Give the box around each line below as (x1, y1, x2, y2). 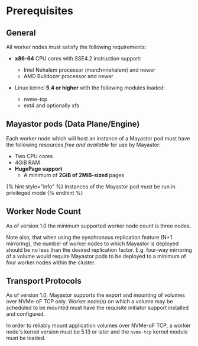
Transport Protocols (6, 276, 82, 286)
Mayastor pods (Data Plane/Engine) (6, 119, 140, 129)
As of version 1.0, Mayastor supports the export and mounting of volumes (6, 291, 185, 299)
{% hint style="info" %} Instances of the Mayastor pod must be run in (6, 182, 176, 190)
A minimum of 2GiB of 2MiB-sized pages (23, 171, 125, 178)
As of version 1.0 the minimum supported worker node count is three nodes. (6, 222, 191, 229)
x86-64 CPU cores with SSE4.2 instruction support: (14, 55, 142, 62)
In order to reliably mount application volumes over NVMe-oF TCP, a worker (6, 322, 191, 329)
